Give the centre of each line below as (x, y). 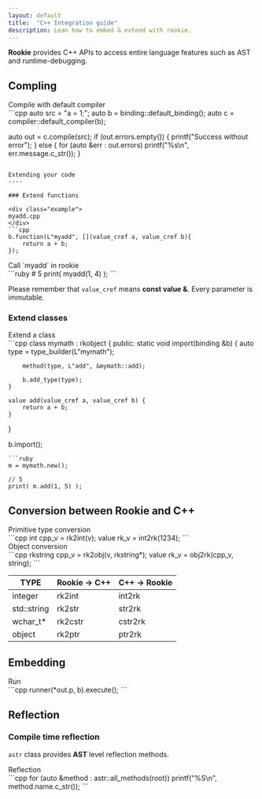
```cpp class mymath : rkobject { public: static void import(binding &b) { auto (131, 343)
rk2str (68, 609)
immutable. (26, 297)
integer (25, 596)
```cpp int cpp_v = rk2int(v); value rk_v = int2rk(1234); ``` (99, 538)
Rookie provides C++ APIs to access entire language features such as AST (129, 53)
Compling (33, 86)
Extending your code (42, 175)
